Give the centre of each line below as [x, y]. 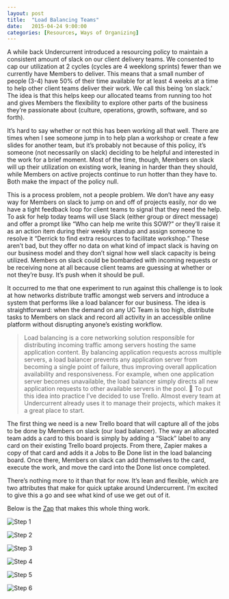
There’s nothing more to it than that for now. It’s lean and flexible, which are [113, 481]
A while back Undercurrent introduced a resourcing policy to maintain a [108, 52]
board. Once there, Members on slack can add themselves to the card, [107, 460]
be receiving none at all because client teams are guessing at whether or [110, 268]
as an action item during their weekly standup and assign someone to [105, 231]
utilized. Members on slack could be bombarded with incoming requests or [113, 260]
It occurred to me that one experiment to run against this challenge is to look [115, 288]
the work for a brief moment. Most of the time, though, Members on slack [110, 160]
